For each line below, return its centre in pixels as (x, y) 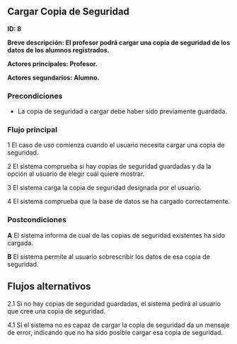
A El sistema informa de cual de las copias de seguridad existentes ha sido (116, 235)
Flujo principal (33, 130)
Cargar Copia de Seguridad (68, 12)
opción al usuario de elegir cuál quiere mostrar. (76, 174)
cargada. (20, 243)
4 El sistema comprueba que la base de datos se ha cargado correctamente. (119, 201)
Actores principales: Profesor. (52, 64)
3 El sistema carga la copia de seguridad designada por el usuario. (104, 188)
